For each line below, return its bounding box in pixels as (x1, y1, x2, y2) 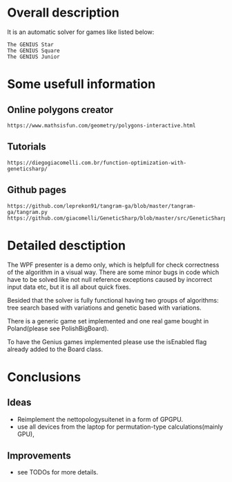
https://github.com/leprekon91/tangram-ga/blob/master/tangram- (7, 202, 196, 209)
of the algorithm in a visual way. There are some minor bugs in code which (7, 268, 220, 276)
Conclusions (7, 369, 81, 385)
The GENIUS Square (7, 47, 60, 54)
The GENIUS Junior (7, 53, 60, 60)
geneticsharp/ (7, 165, 48, 172)
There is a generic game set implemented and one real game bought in (7, 316, 209, 325)
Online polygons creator (7, 104, 114, 116)
